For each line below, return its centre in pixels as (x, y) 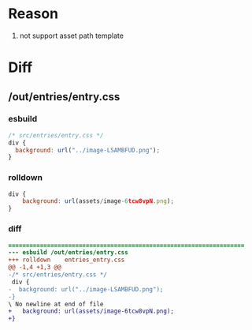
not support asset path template (72, 36)
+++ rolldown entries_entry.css (67, 260)
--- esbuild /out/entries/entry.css (68, 253)
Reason (33, 14)
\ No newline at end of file (56, 304)
